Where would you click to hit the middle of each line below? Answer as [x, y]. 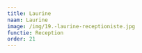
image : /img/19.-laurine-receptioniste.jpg [71, 26]
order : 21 [22, 39]
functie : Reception [35, 33]
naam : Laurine [28, 20]
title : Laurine [29, 13]
